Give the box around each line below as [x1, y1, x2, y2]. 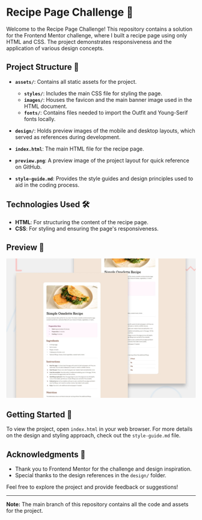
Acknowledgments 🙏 [6, 449, 86, 460]
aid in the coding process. [14, 181, 80, 189]
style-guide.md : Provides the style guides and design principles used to [14, 175, 194, 182]
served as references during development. [14, 133, 121, 140]
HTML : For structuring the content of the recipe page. [14, 218, 148, 225]
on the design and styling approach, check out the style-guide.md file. [6, 432, 181, 439]
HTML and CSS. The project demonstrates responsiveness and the [6, 38, 173, 45]
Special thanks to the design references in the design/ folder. [14, 472, 167, 479]
